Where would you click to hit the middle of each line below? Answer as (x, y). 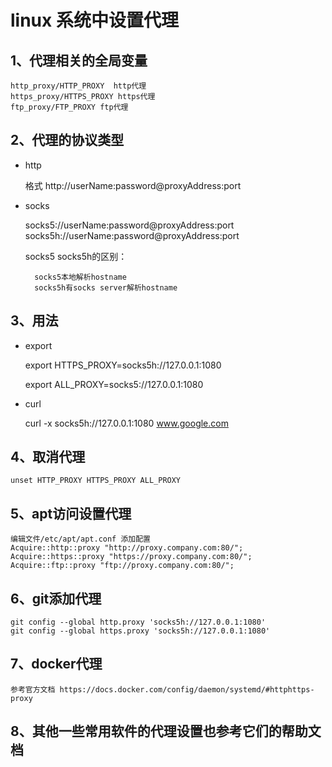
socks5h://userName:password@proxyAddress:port (132, 235)
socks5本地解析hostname (80, 277)
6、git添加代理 (56, 598)
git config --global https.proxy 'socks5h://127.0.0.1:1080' (140, 631)
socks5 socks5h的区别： (76, 256)
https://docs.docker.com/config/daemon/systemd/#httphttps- (187, 689)
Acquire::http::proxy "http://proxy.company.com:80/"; (127, 548)
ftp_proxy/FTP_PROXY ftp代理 (69, 107)
